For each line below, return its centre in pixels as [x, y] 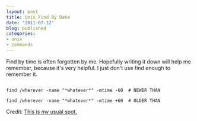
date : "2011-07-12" [30, 23]
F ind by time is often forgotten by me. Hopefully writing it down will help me [99, 61]
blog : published [26, 28]
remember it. [22, 74]
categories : [21, 34]
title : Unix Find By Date [38, 17]
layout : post [22, 12]
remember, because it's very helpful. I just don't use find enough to [88, 68]
